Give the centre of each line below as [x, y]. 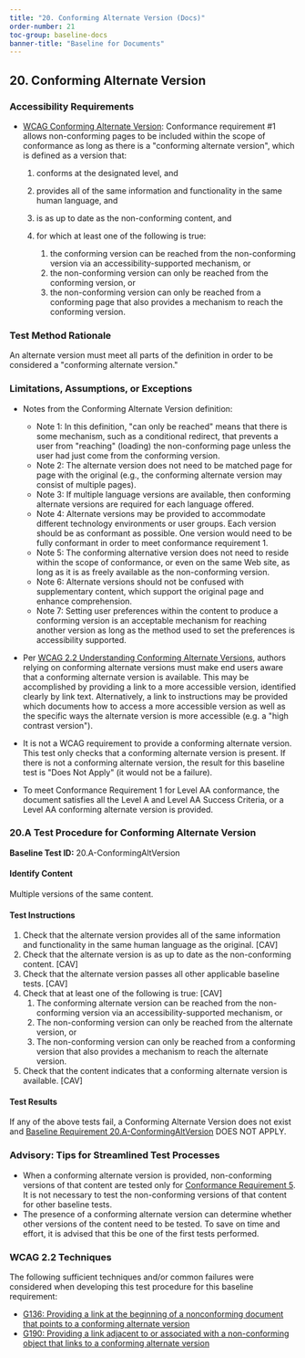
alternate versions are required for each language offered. [145, 504]
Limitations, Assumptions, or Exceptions [101, 389]
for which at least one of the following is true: [121, 236]
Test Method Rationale [61, 335]
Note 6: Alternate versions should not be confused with [140, 582]
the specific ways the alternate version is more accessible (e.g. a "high [156, 716]
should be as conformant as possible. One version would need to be [164, 533]
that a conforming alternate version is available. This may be [136, 677]
